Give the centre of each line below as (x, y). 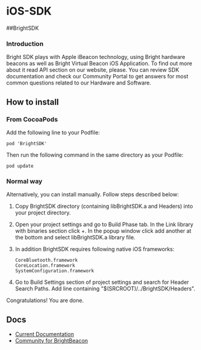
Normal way (24, 181)
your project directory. (43, 213)
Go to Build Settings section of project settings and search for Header (102, 282)
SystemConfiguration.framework (54, 271)
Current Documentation (44, 334)
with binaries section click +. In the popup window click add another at (103, 231)
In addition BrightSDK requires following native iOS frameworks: (94, 249)
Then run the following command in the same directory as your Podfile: (95, 155)
